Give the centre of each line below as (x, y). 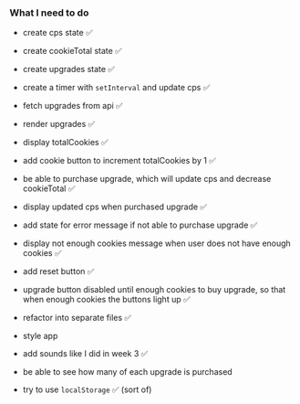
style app (40, 336)
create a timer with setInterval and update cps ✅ (116, 88)
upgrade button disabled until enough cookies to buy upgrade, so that (154, 290)
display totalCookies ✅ (65, 143)
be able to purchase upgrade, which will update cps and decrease (147, 179)
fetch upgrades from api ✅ (72, 106)
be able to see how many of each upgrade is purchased (127, 372)
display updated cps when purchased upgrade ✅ (115, 207)
